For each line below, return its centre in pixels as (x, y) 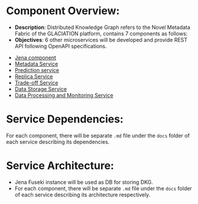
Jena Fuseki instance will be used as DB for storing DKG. (84, 182)
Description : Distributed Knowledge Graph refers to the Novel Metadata (103, 27)
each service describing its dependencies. (58, 142)
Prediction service (37, 70)
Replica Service (34, 76)
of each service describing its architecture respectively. (82, 195)
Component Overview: (63, 11)
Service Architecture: (60, 166)
